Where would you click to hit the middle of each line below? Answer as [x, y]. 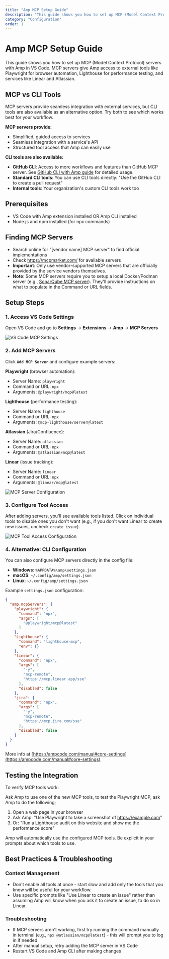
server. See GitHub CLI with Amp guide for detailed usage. [73, 172]
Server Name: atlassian [37, 441]
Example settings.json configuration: [45, 591]
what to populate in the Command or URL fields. [62, 286]
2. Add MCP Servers [30, 351]
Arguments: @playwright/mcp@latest [50, 392]
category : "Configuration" [33, 19]
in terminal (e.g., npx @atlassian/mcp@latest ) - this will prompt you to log [88, 935]
